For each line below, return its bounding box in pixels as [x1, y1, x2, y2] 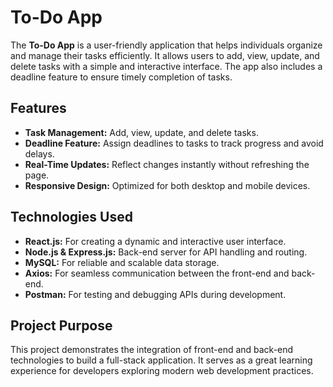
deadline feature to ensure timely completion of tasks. [10, 71, 233, 83]
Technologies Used [10, 209, 133, 226]
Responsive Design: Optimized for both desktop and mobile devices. [24, 179, 311, 191]
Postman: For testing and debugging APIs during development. [24, 288, 287, 300]
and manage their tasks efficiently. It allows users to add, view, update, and [10, 49, 320, 61]
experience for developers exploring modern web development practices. [10, 365, 314, 377]
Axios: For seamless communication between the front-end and [24, 267, 290, 279]
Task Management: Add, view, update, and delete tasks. [24, 126, 259, 138]
